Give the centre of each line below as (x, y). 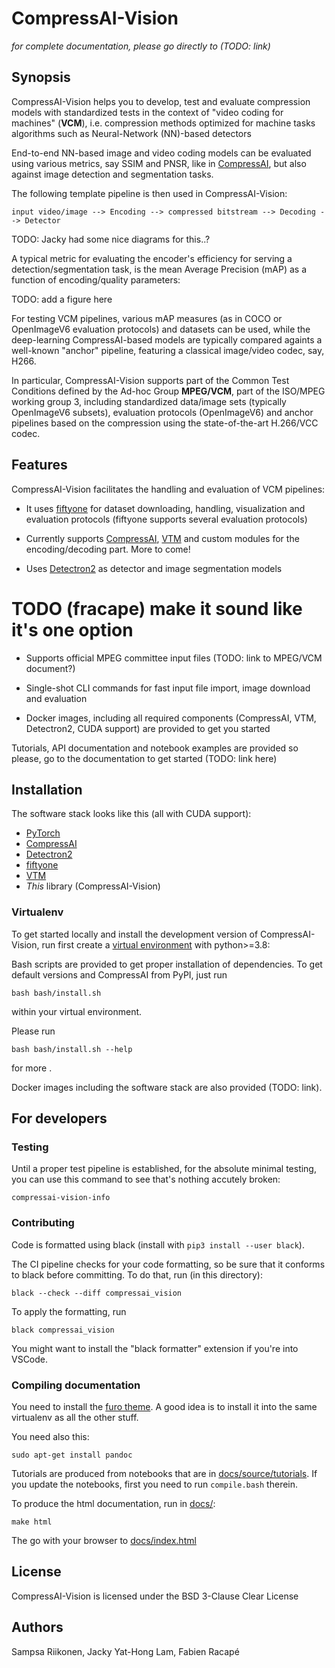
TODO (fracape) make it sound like (157, 608)
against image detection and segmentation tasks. (112, 174)
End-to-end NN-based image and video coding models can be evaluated (161, 153)
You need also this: (50, 1436)
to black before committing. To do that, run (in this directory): (137, 1274)
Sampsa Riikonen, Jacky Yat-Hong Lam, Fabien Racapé (125, 1651)
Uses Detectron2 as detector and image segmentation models (154, 568)
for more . (32, 1068)
